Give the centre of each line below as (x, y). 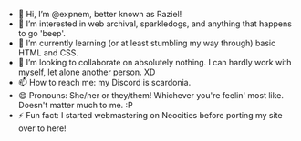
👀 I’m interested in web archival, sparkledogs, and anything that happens (155, 24)
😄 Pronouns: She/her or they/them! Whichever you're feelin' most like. (151, 95)
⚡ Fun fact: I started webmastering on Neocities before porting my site (150, 115)
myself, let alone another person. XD (87, 72)
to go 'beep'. (42, 33)
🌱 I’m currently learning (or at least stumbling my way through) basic (147, 43)
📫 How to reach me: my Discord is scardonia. (104, 82)
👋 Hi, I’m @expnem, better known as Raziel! (100, 14)
